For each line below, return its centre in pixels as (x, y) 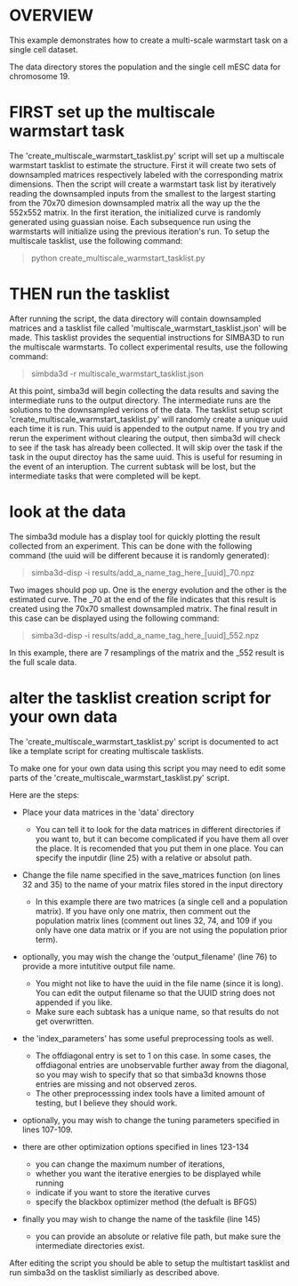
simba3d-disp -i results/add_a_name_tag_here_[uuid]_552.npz (145, 635)
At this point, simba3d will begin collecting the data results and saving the (144, 390)
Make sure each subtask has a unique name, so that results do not (157, 1011)
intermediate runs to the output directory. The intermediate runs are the (140, 400)
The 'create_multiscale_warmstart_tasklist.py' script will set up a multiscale (147, 156)
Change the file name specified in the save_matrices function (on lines (151, 875)
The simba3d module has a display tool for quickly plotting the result (135, 536)
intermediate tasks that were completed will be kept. (105, 476)
